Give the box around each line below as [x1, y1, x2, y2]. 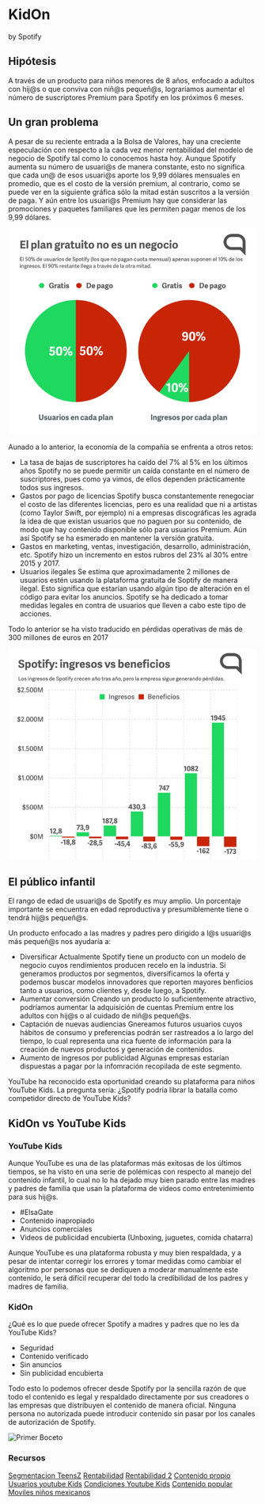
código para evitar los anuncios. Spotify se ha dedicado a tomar [19, 592, 229, 601]
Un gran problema [8, 116, 99, 129]
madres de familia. [8, 1281, 69, 1292]
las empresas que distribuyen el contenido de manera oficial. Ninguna [8, 1400, 237, 1411]
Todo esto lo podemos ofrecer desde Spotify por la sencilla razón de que [8, 1384, 247, 1393]
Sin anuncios [19, 1360, 62, 1369]
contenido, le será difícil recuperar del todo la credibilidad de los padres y [8, 1274, 248, 1283]
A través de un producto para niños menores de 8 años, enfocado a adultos [8, 75, 255, 85]
